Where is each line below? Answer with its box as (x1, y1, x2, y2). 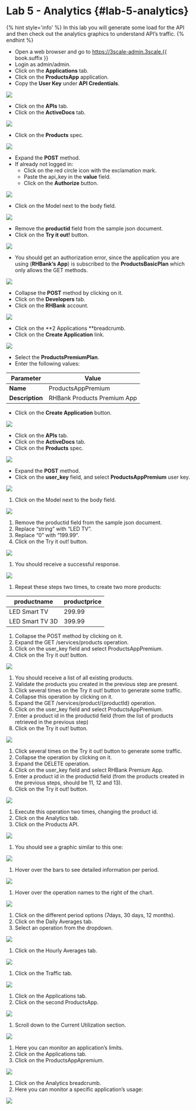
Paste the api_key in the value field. (23, 173, 111, 180)
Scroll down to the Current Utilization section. (14, 1021, 127, 1028)
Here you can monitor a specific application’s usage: (14, 1086, 144, 1093)
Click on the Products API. (14, 821, 79, 828)
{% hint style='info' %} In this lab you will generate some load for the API (6, 24, 185, 31)
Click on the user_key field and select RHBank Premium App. (14, 766, 164, 774)
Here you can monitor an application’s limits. (14, 1044, 124, 1051)
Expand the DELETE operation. (14, 760, 90, 767)
